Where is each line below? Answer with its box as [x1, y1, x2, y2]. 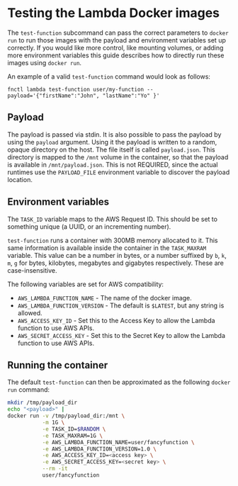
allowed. [17, 308, 42, 317]
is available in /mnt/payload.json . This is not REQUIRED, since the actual [7, 160, 218, 169]
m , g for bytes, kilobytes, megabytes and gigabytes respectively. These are [7, 259, 225, 267]
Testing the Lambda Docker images [7, 5, 220, 21]
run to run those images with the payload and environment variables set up [7, 35, 227, 44]
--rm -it [42, 465, 69, 473]
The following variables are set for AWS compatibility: [7, 280, 164, 288]
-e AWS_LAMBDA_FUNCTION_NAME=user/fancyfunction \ [42, 439, 195, 446]
